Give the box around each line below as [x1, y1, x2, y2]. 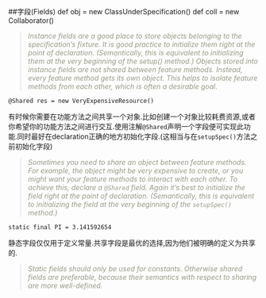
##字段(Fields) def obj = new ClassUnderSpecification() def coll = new [8, 7, 240, 16]
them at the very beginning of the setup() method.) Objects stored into [27, 56, 258, 66]
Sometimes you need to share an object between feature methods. [27, 158, 248, 166]
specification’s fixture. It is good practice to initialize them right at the [27, 40, 256, 49]
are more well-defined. [27, 281, 103, 290]
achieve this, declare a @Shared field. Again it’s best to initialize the [27, 183, 246, 192]
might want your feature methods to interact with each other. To [27, 174, 238, 184]
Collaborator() [8, 16, 54, 25]
